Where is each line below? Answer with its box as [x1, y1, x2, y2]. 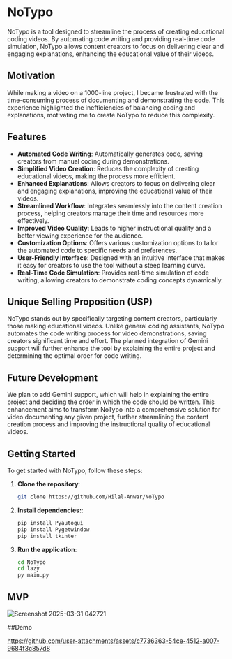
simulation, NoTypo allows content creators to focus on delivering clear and [7, 42, 224, 50]
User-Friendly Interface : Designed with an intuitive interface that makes [17, 253, 225, 262]
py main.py [17, 572, 49, 579]
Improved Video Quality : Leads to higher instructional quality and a [17, 224, 212, 232]
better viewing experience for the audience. [17, 231, 144, 240]
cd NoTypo [17, 558, 47, 566]
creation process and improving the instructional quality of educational [7, 420, 210, 428]
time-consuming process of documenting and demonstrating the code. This [7, 96, 225, 104]
